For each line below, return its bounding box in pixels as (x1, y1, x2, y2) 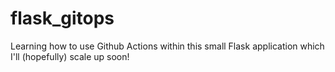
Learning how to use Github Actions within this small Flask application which (10, 40, 325, 52)
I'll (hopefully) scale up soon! (10, 50, 130, 62)
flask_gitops (10, 7, 115, 30)
